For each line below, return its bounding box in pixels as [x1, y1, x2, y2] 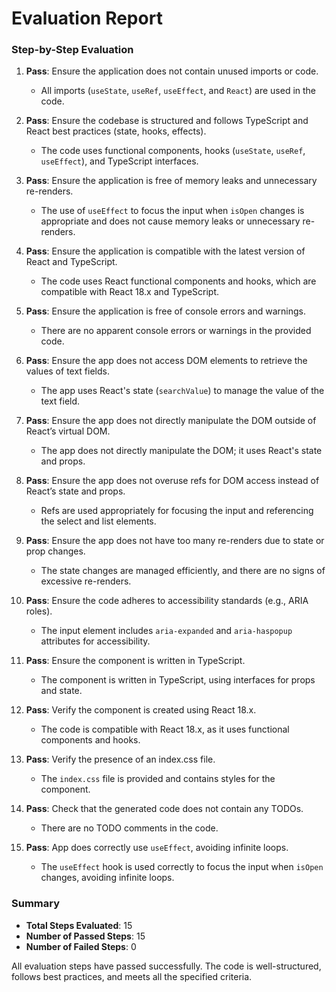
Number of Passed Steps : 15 [25, 930, 146, 942]
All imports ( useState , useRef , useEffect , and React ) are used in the [40, 85, 317, 97]
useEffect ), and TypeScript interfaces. [40, 155, 199, 167]
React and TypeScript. [25, 256, 118, 268]
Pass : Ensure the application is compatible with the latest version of [25, 245, 306, 257]
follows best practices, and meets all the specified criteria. [11, 970, 253, 982]
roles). [25, 605, 53, 617]
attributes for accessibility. [40, 635, 151, 647]
